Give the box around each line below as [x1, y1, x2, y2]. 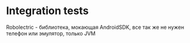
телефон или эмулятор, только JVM [6, 29, 96, 37]
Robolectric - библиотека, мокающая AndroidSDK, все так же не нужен [6, 24, 184, 31]
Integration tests [6, 4, 89, 18]
